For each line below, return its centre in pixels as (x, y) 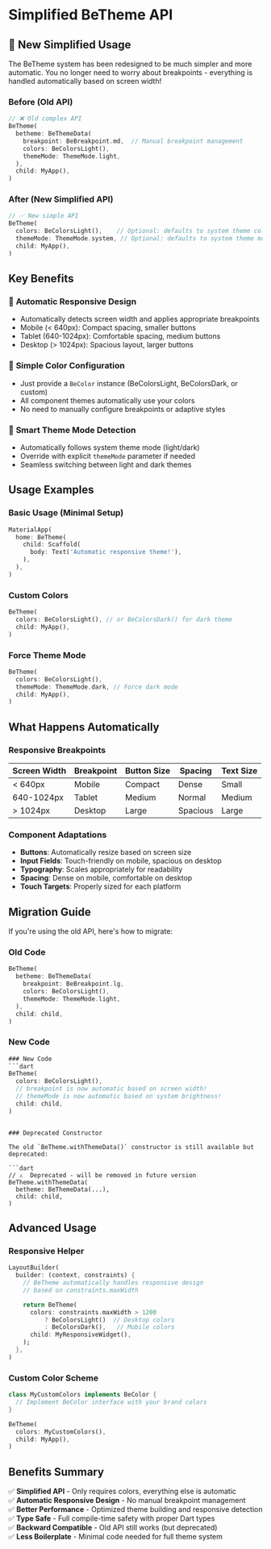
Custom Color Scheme (54, 1378)
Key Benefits (41, 279)
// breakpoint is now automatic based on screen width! (111, 1089)
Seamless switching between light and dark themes (106, 464)
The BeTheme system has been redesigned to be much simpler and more (130, 64)
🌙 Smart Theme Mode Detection (72, 430)
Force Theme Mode (47, 655)
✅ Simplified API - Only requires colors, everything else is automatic (122, 1491)
